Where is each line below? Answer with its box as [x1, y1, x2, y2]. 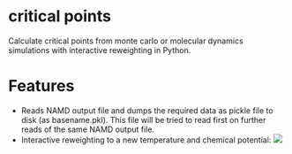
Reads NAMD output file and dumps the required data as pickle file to [20, 104, 274, 116]
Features [8, 76, 75, 96]
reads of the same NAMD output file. [20, 124, 155, 135]
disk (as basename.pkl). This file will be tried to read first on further [20, 114, 266, 125]
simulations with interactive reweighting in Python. [8, 44, 191, 55]
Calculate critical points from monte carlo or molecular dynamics [8, 35, 243, 46]
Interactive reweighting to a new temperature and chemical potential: [20, 135, 272, 145]
